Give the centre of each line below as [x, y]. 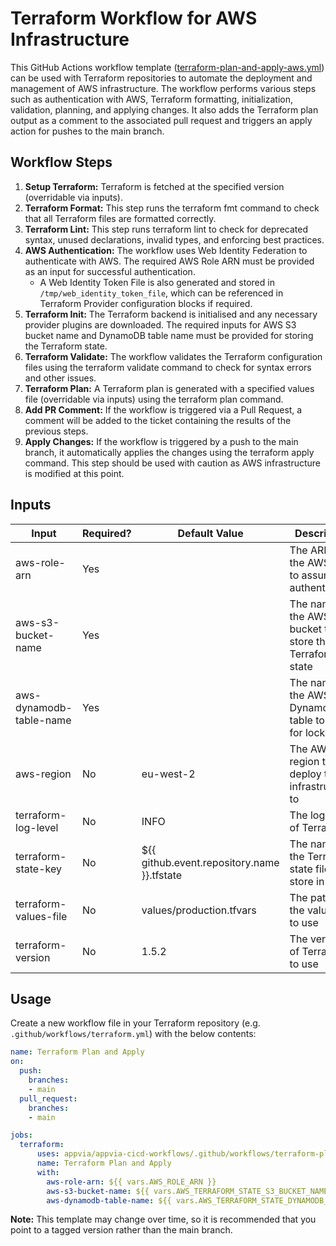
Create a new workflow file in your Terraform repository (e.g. [135, 1023]
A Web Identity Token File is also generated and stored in [157, 282]
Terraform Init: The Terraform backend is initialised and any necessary [171, 314]
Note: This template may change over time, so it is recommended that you [163, 1219]
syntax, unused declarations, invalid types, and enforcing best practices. [174, 239]
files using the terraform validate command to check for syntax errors [168, 367]
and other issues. [60, 378]
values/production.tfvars [199, 910]
